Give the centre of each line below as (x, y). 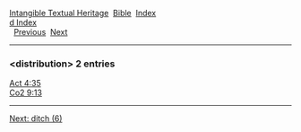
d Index (23, 22)
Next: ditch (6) (36, 119)
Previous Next (40, 32)
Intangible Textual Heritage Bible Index (83, 13)
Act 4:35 (26, 84)
